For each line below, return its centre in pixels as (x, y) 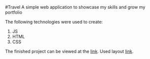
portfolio (14, 12)
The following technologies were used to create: (54, 22)
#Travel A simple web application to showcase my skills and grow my (75, 7)
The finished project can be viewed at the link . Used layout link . (69, 51)
